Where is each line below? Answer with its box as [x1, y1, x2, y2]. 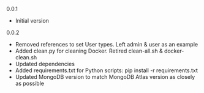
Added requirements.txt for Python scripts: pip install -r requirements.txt [15, 67, 198, 74]
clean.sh [15, 54, 37, 61]
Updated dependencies [15, 61, 75, 67]
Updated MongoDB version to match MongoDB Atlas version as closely [15, 73, 195, 80]
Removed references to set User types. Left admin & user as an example [15, 41, 198, 48]
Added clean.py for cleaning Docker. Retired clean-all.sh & [15, 47, 164, 54]
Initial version [15, 17, 49, 24]
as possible [15, 80, 45, 87]
